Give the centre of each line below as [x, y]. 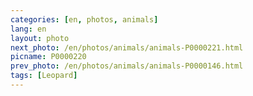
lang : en [28, 29]
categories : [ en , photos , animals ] [84, 19]
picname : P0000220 [48, 57]
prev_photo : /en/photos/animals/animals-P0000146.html [127, 66]
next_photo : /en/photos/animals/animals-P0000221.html [127, 47]
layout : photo [40, 38]
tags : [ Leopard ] [44, 76]
